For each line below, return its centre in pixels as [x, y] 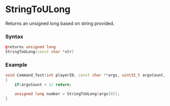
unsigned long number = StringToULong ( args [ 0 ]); [67, 94]
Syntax [14, 37]
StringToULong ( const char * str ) [40, 52]
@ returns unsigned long [31, 47]
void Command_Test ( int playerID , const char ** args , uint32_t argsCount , [86, 75]
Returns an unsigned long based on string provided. [60, 23]
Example [16, 64]
